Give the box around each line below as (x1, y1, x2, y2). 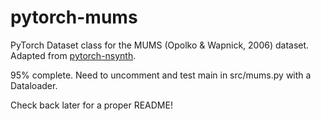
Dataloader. (10, 79, 58, 91)
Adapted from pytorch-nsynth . (10, 49, 137, 61)
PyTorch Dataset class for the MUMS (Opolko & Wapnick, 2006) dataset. (10, 39, 310, 51)
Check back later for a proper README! (10, 99, 173, 111)
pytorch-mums (10, 6, 138, 29)
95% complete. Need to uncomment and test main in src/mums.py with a (10, 69, 312, 81)
